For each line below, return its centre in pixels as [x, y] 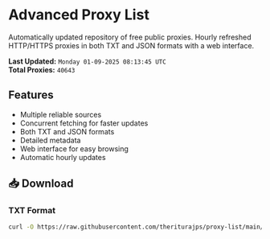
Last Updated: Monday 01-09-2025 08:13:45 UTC [87, 61]
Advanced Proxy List [79, 15]
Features [31, 95]
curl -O [21, 227]
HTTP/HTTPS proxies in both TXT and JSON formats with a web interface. [131, 45]
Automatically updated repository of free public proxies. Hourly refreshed [130, 37]
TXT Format [32, 211]
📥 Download [41, 184]
